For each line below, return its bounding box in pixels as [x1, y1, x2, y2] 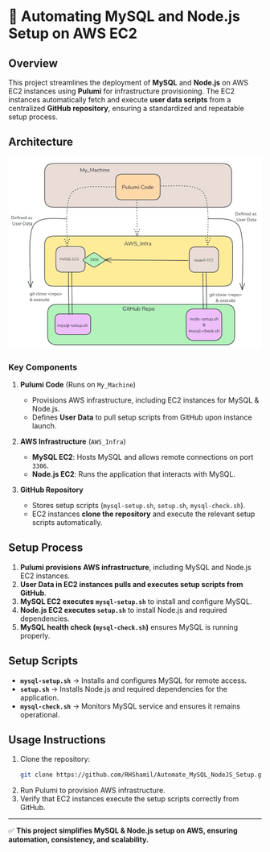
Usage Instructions [8, 733, 106, 747]
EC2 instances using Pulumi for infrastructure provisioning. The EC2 [8, 86, 235, 96]
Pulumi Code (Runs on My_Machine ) [19, 379, 137, 389]
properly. [19, 631, 51, 640]
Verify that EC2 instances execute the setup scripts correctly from [19, 794, 239, 804]
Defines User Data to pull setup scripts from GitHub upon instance [31, 412, 252, 422]
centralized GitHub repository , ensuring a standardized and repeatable [8, 104, 245, 113]
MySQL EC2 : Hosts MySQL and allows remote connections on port [31, 452, 254, 461]
